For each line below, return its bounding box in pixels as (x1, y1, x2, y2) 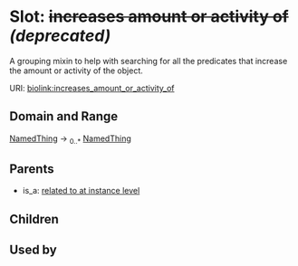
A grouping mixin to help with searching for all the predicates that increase (9, 55, 288, 66)
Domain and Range (9, 109, 119, 124)
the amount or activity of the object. (9, 65, 143, 76)
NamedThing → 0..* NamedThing (9, 133, 131, 146)
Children (9, 211, 59, 227)
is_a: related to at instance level (22, 185, 140, 196)
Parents (9, 161, 54, 176)
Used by (9, 242, 57, 258)
